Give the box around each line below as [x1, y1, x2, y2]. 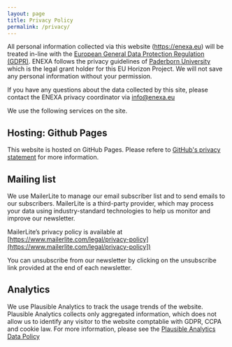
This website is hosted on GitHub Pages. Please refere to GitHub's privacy [7, 146, 221, 154]
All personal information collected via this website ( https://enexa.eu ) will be [7, 43, 224, 51]
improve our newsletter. [7, 214, 75, 222]
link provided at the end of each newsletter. [7, 264, 133, 271]
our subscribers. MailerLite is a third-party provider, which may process [7, 199, 215, 207]
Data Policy [7, 332, 41, 340]
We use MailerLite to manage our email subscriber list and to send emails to [7, 192, 226, 200]
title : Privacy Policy [7, 17, 73, 24]
